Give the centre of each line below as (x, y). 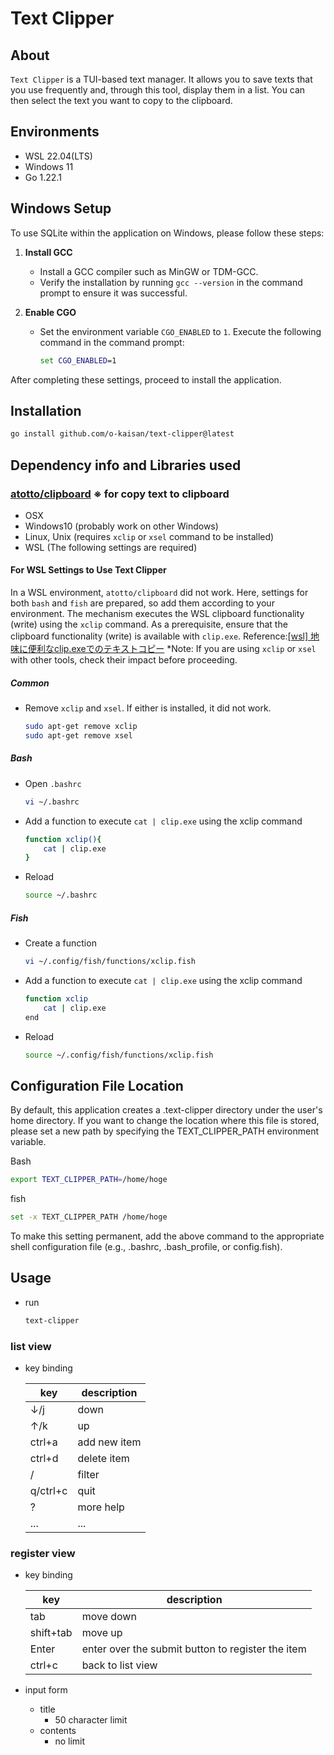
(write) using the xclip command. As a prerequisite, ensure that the (149, 624)
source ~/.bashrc (61, 895)
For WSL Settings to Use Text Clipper (88, 570)
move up (102, 1633)
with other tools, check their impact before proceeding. (124, 660)
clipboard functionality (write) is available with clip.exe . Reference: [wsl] (159, 636)
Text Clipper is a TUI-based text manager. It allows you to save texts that (161, 79)
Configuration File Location (97, 1085)
